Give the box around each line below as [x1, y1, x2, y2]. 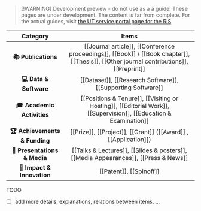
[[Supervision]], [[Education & [87, 109, 172, 117]
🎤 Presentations [11, 146, 59, 155]
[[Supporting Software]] [95, 83, 163, 92]
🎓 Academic [16, 101, 55, 109]
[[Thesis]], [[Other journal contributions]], [70, 57, 188, 65]
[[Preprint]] [113, 65, 145, 73]
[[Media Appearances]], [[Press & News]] [71, 154, 188, 162]
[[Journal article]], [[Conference [83, 42, 175, 50]
